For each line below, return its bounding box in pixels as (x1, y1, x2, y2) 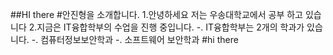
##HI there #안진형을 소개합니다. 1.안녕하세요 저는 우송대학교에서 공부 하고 (10, 9, 304, 20)
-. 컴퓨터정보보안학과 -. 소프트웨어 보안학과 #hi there (31, 34, 239, 45)
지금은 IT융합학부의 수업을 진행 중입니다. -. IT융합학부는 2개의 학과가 (36, 21, 305, 33)
